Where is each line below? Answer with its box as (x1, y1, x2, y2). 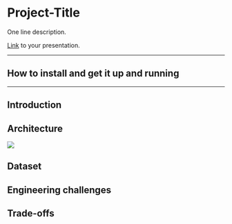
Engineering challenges (7, 184, 112, 196)
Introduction (7, 99, 62, 111)
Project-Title (7, 5, 81, 21)
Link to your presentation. (7, 41, 81, 49)
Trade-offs (7, 207, 55, 219)
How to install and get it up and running (7, 68, 180, 80)
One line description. (7, 28, 67, 36)
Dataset (7, 160, 42, 172)
